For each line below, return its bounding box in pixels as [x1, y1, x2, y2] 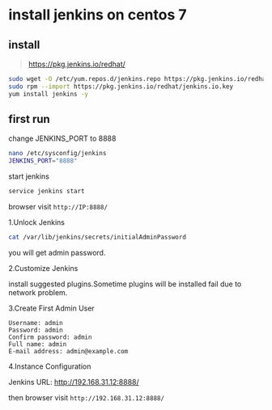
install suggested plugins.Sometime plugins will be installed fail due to [8, 279, 242, 289]
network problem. [8, 287, 68, 297]
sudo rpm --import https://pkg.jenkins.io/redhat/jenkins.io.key [8, 82, 233, 91]
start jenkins [8, 171, 50, 181]
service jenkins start [8, 188, 85, 196]
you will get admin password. [8, 247, 106, 257]
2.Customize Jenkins [8, 263, 79, 273]
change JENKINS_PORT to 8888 [8, 133, 117, 143]
